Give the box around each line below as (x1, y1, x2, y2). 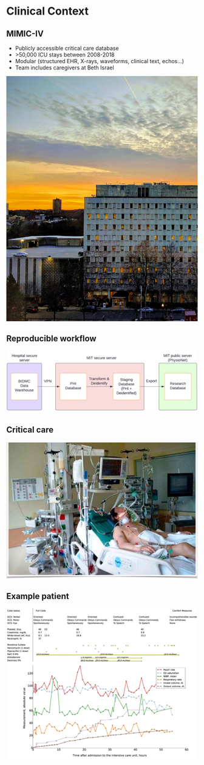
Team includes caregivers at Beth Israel (15, 64, 114, 71)
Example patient (6, 591, 69, 601)
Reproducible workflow (6, 333, 97, 344)
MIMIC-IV (6, 29, 44, 39)
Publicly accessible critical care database (15, 44, 120, 52)
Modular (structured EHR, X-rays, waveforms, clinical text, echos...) (15, 58, 184, 64)
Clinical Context (6, 4, 89, 18)
